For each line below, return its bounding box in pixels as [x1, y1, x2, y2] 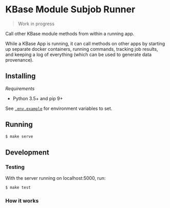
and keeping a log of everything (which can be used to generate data [5, 51, 152, 58]
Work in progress [17, 21, 55, 27]
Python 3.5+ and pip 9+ [12, 95, 63, 101]
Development [5, 148, 50, 157]
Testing [5, 163, 25, 171]
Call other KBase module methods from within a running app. [5, 30, 135, 36]
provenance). [5, 56, 34, 63]
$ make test [5, 185, 31, 191]
